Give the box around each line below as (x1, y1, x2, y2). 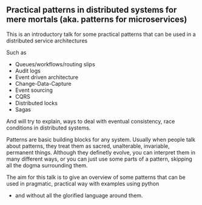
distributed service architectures (6, 36, 88, 44)
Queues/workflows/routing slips (15, 60, 95, 68)
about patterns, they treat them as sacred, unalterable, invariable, (6, 142, 170, 150)
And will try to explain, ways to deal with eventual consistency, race (6, 117, 175, 125)
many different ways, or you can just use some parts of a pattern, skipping (6, 155, 192, 162)
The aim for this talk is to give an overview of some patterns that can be (6, 173, 186, 181)
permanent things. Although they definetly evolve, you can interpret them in (6, 148, 196, 156)
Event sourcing (15, 86, 53, 94)
